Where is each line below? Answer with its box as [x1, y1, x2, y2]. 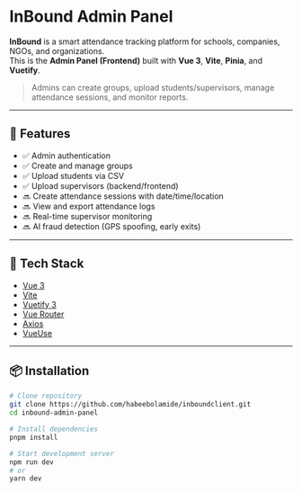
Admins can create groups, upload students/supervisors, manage [31, 82, 275, 93]
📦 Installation [9, 362, 90, 379]
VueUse [22, 327, 52, 338]
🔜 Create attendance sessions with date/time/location [22, 191, 225, 201]
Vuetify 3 [22, 299, 57, 309]
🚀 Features [9, 126, 71, 141]
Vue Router [22, 309, 65, 319]
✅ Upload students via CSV [22, 170, 124, 181]
